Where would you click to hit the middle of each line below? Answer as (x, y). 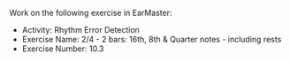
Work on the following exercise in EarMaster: (91, 13)
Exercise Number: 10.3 (63, 49)
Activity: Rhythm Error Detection (80, 30)
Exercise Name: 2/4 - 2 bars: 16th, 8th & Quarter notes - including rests (152, 39)
